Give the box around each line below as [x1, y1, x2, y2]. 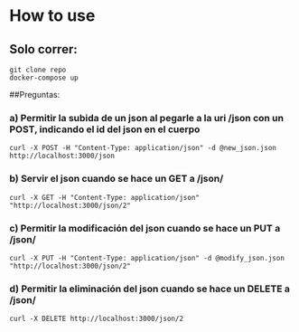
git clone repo [9, 65, 67, 74]
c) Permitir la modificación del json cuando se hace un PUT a [9, 222, 281, 234]
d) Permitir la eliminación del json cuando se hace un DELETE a [9, 282, 291, 295]
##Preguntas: [9, 90, 61, 100]
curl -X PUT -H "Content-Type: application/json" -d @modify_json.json [9, 253, 285, 262]
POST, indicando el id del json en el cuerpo [9, 123, 201, 136]
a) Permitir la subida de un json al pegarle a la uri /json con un [9, 111, 285, 124]
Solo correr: [9, 42, 79, 57]
